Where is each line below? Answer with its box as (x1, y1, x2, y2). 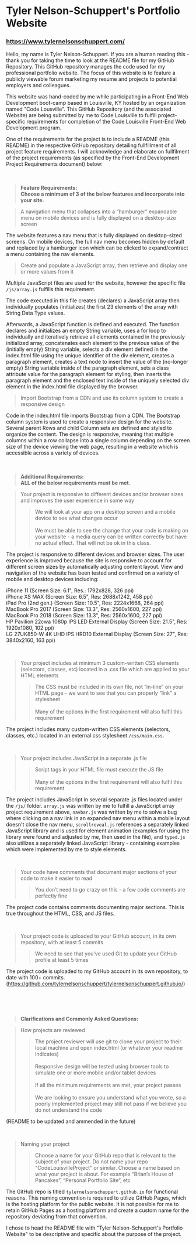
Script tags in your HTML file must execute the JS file (34, 766, 163, 773)
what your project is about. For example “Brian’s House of (34, 1170, 174, 1178)
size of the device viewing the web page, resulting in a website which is (6, 443, 178, 450)
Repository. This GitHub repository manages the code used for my (6, 63, 165, 70)
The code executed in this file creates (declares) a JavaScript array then (6, 297, 180, 304)
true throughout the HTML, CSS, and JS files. (6, 910, 115, 917)
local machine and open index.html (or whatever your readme (34, 1044, 183, 1051)
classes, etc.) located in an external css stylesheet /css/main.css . (6, 732, 164, 739)
